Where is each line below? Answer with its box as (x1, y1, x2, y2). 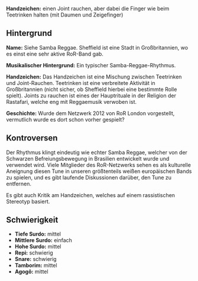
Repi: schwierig (14, 249, 53, 256)
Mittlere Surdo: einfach (14, 237, 73, 244)
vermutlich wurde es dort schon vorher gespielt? (6, 116, 125, 123)
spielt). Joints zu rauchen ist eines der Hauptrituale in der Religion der (6, 92, 176, 99)
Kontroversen (6, 133, 58, 143)
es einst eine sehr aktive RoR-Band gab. (6, 50, 103, 57)
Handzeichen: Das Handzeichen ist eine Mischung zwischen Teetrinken (6, 73, 182, 80)
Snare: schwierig (14, 256, 57, 263)
